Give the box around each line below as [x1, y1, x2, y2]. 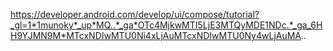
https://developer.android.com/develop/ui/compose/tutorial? [10, 9, 260, 20]
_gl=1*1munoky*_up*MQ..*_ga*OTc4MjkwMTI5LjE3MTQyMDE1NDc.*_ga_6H [10, 19, 323, 31]
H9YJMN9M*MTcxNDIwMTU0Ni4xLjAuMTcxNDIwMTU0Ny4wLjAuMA [10, 30, 302, 41]
